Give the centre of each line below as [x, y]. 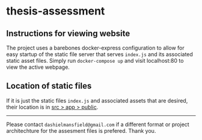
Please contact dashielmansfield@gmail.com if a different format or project [98, 124]
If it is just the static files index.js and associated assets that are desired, [97, 100]
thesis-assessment [56, 11]
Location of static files [49, 86]
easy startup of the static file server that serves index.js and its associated [100, 54]
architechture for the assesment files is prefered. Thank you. [81, 130]
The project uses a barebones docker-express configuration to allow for [95, 48]
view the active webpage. [38, 67]
